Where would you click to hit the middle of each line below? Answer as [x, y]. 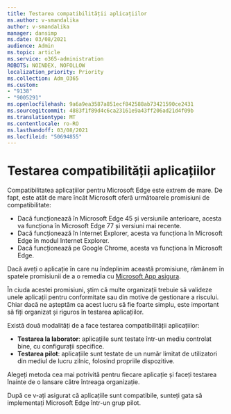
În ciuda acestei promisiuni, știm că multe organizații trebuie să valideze [110, 290]
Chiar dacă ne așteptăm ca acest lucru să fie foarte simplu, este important [113, 305]
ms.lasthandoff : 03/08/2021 [48, 130]
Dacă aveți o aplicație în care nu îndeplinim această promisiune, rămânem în [116, 269]
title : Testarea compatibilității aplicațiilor [77, 14]
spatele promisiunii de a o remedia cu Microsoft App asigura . [94, 276]
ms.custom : [23, 85]
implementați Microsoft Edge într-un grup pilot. [74, 403]
